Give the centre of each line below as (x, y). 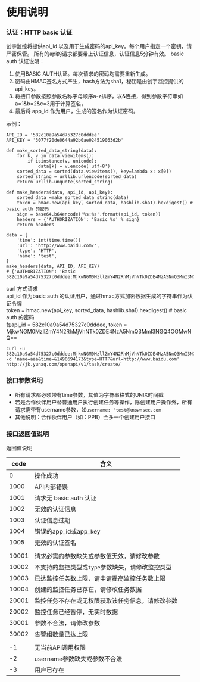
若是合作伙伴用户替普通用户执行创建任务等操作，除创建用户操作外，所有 (103, 402)
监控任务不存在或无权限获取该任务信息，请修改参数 (106, 601)
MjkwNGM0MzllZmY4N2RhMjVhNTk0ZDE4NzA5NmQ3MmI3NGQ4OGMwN (99, 332)
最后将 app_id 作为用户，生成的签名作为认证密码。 (76, 111)
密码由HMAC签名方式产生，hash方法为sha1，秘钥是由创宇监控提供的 (99, 82)
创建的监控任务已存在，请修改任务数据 (88, 590)
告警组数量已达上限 (61, 634)
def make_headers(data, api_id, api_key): (60, 192)
